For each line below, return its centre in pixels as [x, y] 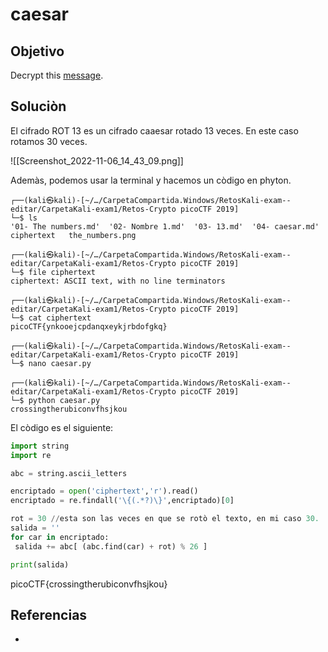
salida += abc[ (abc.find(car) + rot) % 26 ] [111, 546]
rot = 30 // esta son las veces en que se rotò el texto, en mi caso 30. [165, 519]
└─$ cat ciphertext [51, 318]
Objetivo [37, 51]
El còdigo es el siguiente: [62, 427]
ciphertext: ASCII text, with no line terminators [118, 281]
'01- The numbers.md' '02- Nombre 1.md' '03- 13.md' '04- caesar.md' [165, 226]
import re [31, 455]
